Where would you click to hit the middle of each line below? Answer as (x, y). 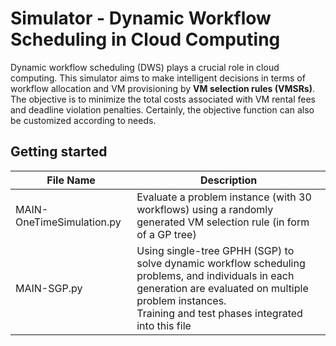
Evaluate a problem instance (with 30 (224, 197)
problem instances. (181, 300)
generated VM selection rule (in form (223, 222)
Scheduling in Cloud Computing (145, 39)
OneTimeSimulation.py (68, 222)
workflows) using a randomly (205, 209)
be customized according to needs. (83, 120)
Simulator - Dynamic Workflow (141, 18)
